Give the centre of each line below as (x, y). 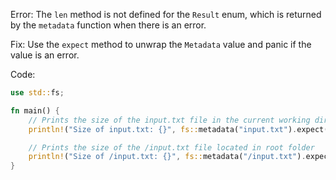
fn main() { (35, 110)
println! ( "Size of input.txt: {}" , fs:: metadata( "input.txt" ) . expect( (178, 129)
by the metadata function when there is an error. (108, 25)
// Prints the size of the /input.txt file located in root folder (171, 147)
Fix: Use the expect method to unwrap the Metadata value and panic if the (161, 44)
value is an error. (45, 55)
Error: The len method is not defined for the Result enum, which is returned (166, 14)
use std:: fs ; (37, 93)
